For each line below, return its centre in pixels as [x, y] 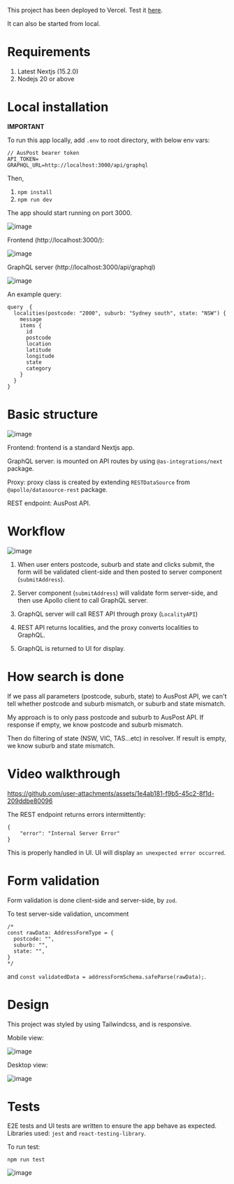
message [31, 319]
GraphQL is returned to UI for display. [71, 648]
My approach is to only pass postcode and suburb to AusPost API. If [105, 717]
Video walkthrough [64, 774]
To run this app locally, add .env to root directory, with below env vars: [109, 140]
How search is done [66, 676]
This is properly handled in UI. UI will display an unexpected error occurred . [116, 852]
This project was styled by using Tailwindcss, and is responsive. [100, 1024]
